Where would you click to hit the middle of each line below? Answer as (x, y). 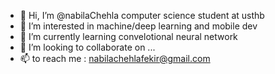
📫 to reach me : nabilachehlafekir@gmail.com (115, 58)
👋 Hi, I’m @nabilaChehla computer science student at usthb (142, 15)
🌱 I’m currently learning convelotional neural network (128, 36)
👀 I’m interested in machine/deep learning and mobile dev (138, 26)
